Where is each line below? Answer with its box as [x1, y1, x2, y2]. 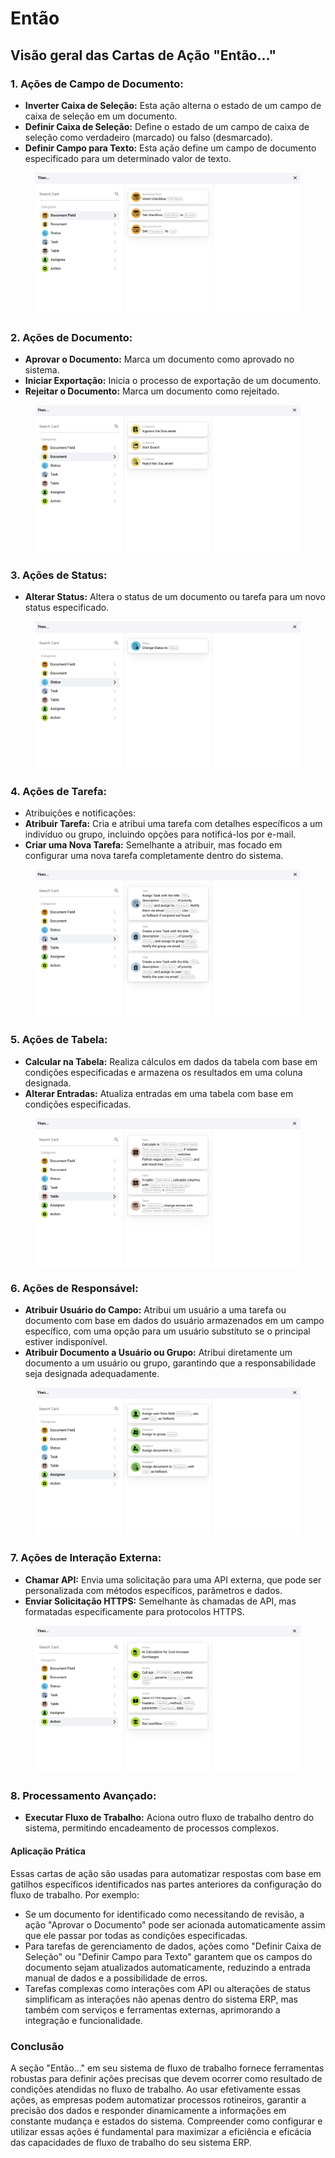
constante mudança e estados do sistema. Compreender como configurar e [10, 2115, 323, 2127]
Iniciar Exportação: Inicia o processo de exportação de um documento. [24, 375, 322, 387]
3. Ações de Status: [10, 568, 108, 582]
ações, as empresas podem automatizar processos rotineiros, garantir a [10, 2093, 307, 2106]
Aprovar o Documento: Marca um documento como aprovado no [24, 353, 295, 366]
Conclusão [10, 2039, 65, 2053]
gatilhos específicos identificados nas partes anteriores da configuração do [10, 1878, 322, 1890]
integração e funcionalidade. [24, 2014, 143, 2026]
